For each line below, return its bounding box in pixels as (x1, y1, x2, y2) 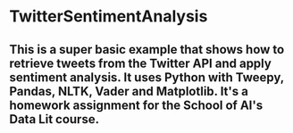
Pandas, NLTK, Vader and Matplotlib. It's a (9, 83, 248, 99)
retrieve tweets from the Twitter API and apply (9, 55, 272, 71)
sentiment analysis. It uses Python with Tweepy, (9, 70, 284, 85)
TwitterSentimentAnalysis (9, 6, 208, 27)
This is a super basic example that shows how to (9, 42, 285, 57)
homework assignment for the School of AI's (9, 97, 264, 112)
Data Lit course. (9, 112, 100, 127)
